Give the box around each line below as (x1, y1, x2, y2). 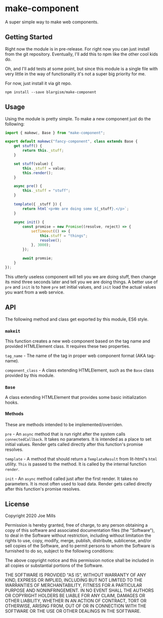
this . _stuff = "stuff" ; (22, 188, 70, 193)
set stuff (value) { (14, 161, 53, 166)
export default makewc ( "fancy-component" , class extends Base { (5, 139, 138, 144)
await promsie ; (22, 256, 53, 261)
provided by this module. (5, 373, 55, 378)
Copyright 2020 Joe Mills (5, 513, 56, 519)
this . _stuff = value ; (22, 166, 66, 171)
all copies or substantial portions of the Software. (5, 563, 103, 568)
